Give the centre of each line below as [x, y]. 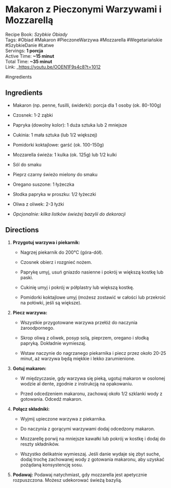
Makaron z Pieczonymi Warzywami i [83, 9]
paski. [27, 277]
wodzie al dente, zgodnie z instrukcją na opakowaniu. [77, 383]
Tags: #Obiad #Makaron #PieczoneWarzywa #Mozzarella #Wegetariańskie [84, 40]
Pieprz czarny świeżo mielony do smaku [55, 174]
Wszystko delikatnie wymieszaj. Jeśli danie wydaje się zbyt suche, [90, 454]
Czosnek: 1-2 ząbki [33, 115]
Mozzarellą [29, 20]
